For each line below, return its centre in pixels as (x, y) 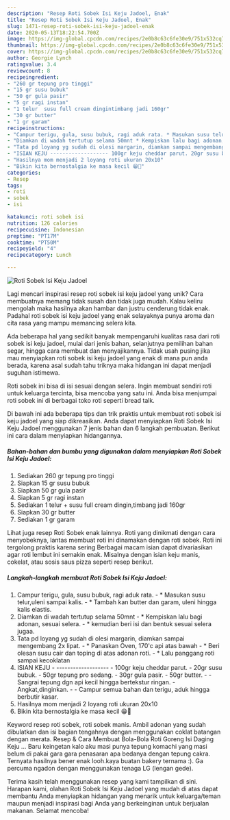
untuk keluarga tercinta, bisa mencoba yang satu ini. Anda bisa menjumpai (112, 393)
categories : (24, 173)
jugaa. (26, 631)
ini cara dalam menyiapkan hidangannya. (65, 435)
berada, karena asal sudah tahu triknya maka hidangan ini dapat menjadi (109, 365)
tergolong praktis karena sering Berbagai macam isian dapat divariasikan (110, 547)
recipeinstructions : (37, 128)
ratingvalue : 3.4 (32, 64)
